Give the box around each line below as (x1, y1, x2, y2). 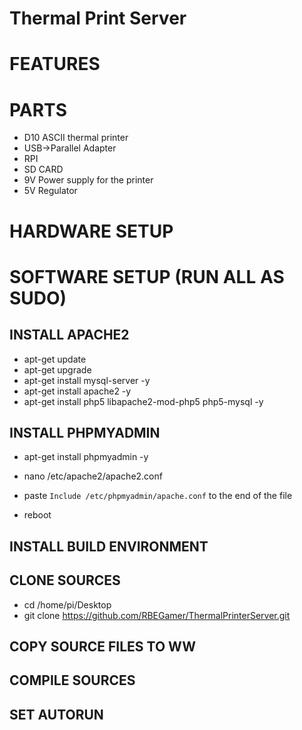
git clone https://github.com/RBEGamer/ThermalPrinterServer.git (23, 609, 291, 621)
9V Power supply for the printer (23, 174, 154, 186)
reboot (23, 509, 52, 521)
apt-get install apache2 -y (23, 385, 132, 397)
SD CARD (23, 163, 64, 176)
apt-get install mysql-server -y (23, 374, 151, 386)
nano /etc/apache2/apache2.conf (23, 470, 163, 482)
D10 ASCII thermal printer (23, 132, 129, 144)
